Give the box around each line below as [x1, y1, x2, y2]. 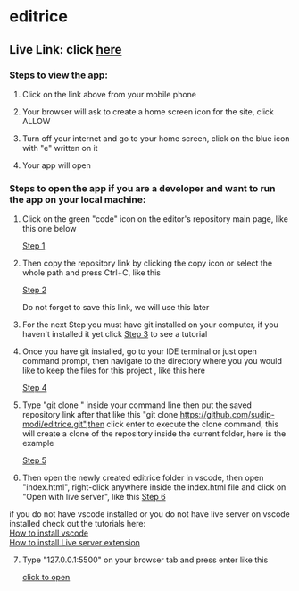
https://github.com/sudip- [179, 409, 275, 420]
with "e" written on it [21, 142, 98, 153]
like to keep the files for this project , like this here [21, 365, 205, 376]
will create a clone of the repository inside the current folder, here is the [21, 428, 287, 439]
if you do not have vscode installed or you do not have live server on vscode [9, 509, 290, 519]
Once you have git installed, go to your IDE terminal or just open [21, 346, 257, 357]
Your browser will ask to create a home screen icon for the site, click [21, 106, 274, 117]
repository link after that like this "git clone [21, 409, 179, 420]
